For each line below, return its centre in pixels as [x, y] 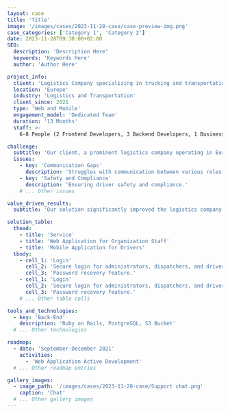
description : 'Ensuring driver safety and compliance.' [106, 185]
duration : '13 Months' [46, 121]
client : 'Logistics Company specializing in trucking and [98, 83]
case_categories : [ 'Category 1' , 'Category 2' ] [76, 33]
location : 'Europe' [41, 90]
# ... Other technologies [50, 330]
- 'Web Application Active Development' [84, 361]
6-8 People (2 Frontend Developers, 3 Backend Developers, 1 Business [122, 134]
